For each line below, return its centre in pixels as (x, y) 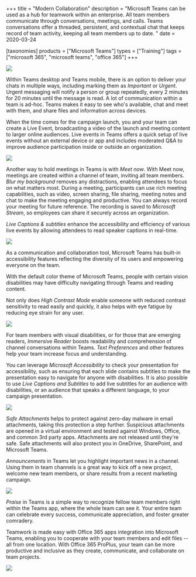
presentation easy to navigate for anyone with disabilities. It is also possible (97, 378)
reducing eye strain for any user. (45, 313)
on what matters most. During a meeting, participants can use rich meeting (96, 188)
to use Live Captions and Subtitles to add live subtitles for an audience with (97, 384)
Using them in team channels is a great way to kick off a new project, (89, 467)
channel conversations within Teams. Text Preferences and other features (95, 347)
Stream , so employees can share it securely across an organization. (88, 213)
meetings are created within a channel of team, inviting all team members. (95, 175)
